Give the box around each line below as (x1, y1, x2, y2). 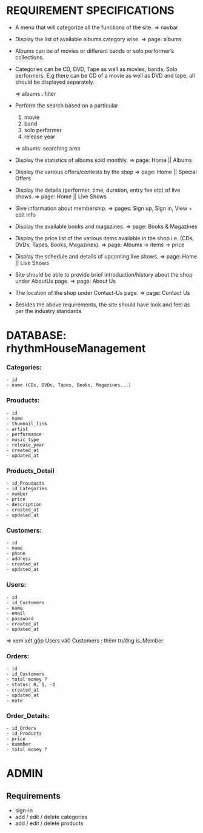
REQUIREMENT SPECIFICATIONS (6, 4, 175, 18)
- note (6, 697, 23, 704)
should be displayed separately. (15, 78, 95, 86)
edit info (15, 211, 36, 218)
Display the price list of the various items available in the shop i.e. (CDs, (15, 234, 195, 241)
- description (6, 502, 42, 508)
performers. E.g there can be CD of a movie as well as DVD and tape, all (15, 72, 195, 79)
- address (6, 556, 32, 562)
